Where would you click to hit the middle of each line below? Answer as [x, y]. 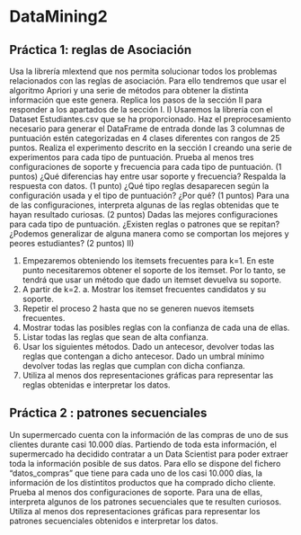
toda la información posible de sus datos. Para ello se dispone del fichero [145, 463]
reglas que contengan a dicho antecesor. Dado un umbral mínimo [143, 356]
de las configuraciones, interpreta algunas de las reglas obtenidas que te [144, 205]
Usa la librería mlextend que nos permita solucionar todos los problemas [143, 71]
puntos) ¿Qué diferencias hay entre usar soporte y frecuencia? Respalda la [148, 176]
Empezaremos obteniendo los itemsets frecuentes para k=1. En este [148, 261]
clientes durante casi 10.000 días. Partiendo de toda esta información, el [143, 444]
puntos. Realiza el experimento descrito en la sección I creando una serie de [150, 147]
